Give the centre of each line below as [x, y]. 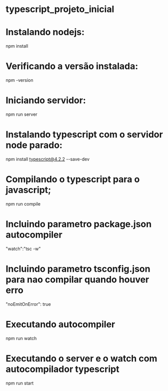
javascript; [28, 190]
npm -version [19, 80]
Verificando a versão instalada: [72, 66]
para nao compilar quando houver [77, 280]
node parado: [34, 145]
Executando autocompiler [60, 324]
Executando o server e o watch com [81, 358]
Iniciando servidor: [46, 101]
